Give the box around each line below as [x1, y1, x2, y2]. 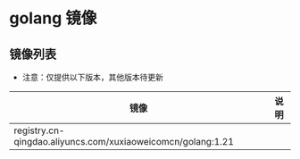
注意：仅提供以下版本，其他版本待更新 [21, 72, 163, 82]
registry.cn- [13, 124, 65, 137]
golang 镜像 [9, 8, 97, 29]
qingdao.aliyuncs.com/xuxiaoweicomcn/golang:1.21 [13, 136, 235, 147]
